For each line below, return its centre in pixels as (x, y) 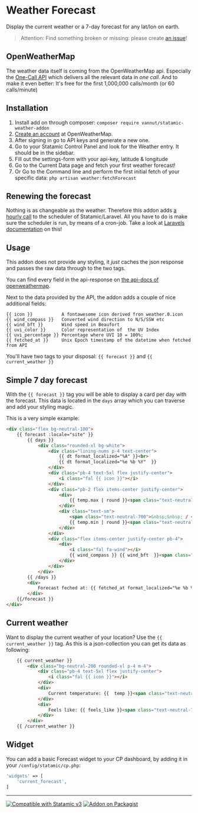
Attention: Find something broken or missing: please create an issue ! (104, 38)
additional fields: (26, 304)
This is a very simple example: (43, 418)
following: (18, 650)
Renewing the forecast (49, 196)
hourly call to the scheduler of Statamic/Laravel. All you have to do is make (97, 217)
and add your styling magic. (40, 407)
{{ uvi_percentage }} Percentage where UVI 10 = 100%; (75, 335)
